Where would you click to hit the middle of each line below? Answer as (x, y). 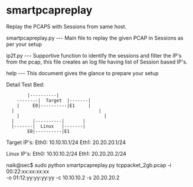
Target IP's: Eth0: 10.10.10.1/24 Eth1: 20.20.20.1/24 (66, 142)
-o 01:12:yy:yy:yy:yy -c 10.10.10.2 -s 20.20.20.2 (63, 178)
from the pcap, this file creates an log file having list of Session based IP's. (97, 62)
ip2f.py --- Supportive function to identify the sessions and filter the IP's (94, 55)
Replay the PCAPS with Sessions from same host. (66, 26)
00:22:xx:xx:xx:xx (28, 171)
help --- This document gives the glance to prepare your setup (83, 73)
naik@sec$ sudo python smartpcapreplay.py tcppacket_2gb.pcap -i (89, 165)
